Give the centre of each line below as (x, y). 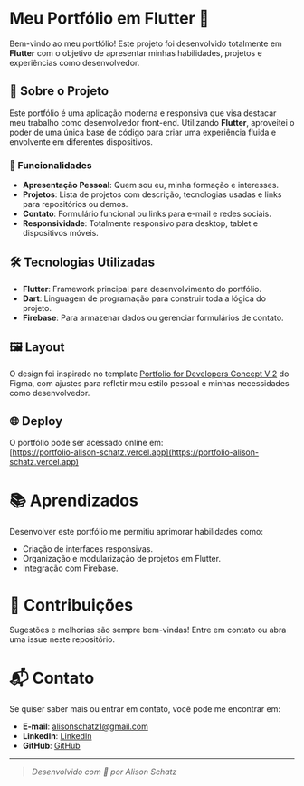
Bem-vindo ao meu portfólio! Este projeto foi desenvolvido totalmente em (146, 43)
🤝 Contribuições (71, 605)
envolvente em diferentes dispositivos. (81, 142)
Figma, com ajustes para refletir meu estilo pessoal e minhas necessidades (149, 383)
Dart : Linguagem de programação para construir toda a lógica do (144, 298)
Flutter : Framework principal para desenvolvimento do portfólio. (142, 289)
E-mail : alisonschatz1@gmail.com (85, 726)
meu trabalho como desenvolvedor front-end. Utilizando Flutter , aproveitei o (152, 122)
